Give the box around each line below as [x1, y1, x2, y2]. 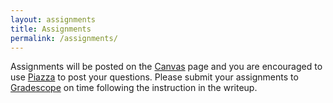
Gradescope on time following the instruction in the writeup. [10, 82, 258, 94]
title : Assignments [10, 24, 92, 34]
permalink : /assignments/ [10, 33, 118, 43]
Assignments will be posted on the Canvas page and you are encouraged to [10, 61, 323, 73]
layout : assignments [10, 14, 97, 25]
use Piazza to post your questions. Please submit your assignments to [10, 71, 299, 83]
